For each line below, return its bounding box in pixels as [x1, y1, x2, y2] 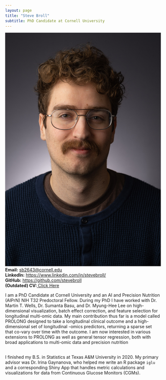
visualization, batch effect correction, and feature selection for [31, 308, 158, 314]
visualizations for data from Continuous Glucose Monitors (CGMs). [5, 370, 141, 376]
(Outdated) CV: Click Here [5, 283, 59, 289]
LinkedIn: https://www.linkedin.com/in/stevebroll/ [5, 272, 106, 278]
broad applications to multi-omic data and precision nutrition [5, 340, 128, 345]
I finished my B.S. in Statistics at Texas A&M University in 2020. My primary [5, 354, 159, 360]
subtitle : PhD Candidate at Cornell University [5, 18, 105, 23]
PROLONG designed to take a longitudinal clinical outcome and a [5, 318, 137, 324]
